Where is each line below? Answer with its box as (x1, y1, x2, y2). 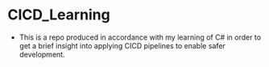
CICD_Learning (7, 6, 110, 24)
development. (19, 49, 65, 59)
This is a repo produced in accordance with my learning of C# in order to (19, 32, 262, 42)
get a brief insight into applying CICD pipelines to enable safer (19, 40, 226, 50)
